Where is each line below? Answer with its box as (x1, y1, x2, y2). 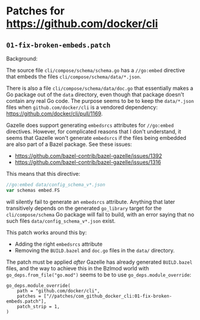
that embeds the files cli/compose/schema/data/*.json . (6, 73, 141, 80)
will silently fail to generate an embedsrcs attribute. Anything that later (6, 198, 176, 205)
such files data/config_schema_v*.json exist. (6, 217, 116, 224)
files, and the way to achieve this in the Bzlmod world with (6, 264, 149, 272)
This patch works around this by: (6, 228, 87, 236)
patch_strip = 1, (17, 303, 60, 309)
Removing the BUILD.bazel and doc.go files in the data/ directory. (14, 246, 175, 254)
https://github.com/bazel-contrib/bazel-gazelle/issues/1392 (14, 153, 162, 159)
